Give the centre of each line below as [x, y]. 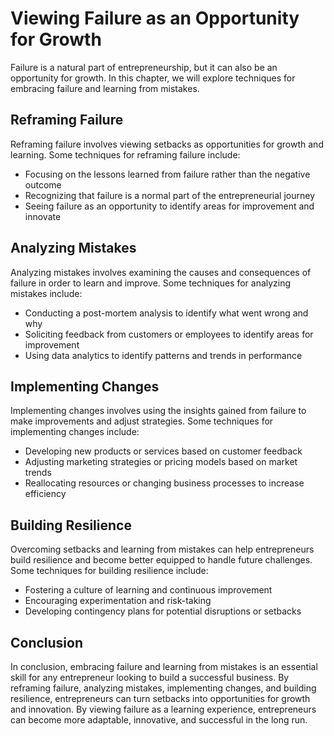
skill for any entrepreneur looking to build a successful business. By [150, 677]
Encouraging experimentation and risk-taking [118, 601]
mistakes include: [46, 293]
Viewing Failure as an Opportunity [155, 18]
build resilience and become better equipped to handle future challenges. [161, 560]
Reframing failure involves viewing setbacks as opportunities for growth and [167, 144]
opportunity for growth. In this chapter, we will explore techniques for [153, 78]
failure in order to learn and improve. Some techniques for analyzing [151, 283]
